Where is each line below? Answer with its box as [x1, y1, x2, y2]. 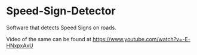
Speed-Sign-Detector [6, 4, 116, 18]
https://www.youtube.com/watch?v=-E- [92, 35, 191, 42]
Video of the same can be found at [6, 35, 91, 42]
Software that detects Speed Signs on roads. [6, 24, 116, 31]
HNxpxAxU [6, 42, 34, 49]
